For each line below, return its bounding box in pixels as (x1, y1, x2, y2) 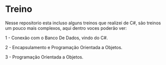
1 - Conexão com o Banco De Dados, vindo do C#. (5, 35, 108, 41)
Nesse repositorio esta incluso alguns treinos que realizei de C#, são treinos (5, 20, 161, 26)
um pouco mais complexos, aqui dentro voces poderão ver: (5, 25, 127, 31)
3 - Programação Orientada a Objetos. (5, 54, 83, 60)
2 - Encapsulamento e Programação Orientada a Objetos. (5, 44, 123, 50)
